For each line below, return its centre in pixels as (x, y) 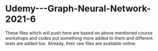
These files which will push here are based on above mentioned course (79, 33)
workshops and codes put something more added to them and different (79, 38)
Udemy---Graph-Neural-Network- (78, 9)
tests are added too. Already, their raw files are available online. (71, 43)
